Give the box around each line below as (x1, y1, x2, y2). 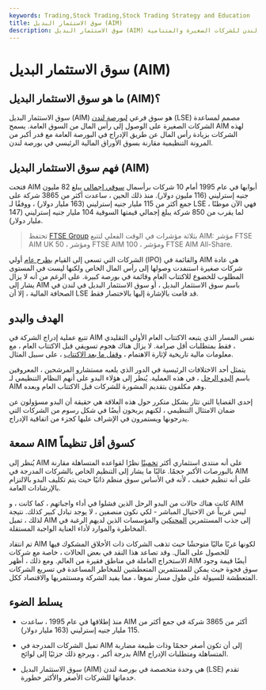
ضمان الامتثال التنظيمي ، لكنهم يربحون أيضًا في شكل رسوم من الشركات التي (9, 406, 236, 414)
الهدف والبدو (9, 311, 64, 325)
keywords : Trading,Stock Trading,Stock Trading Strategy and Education (9, 11, 250, 20)
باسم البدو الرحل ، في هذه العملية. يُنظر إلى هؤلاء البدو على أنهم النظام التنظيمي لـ (9, 373, 250, 383)
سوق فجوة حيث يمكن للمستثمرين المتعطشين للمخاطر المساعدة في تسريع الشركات (9, 564, 258, 574)
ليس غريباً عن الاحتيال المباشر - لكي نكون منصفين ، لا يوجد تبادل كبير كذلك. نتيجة (9, 506, 246, 516)
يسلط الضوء (9, 596, 63, 609)
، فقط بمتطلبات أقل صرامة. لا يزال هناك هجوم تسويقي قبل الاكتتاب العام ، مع (9, 341, 236, 350)
